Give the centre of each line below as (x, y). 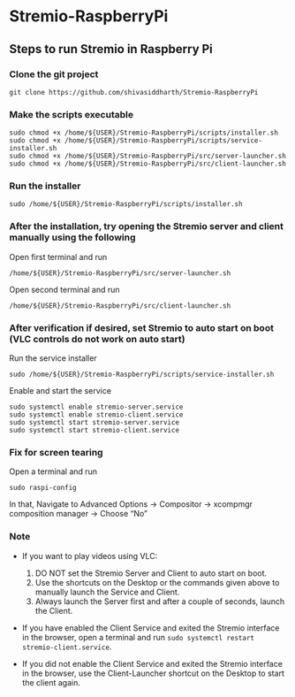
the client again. (51, 682)
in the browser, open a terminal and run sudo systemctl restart (138, 637)
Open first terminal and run (58, 257)
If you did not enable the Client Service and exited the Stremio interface (152, 663)
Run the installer (45, 186)
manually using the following (72, 238)
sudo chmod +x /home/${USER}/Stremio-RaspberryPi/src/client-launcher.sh (148, 164)
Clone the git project (54, 74)
